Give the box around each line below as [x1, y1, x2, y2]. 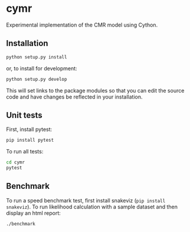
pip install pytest [6, 138, 54, 143]
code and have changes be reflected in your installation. [6, 93, 143, 100]
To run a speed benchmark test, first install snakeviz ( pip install [6, 197, 166, 204]
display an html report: [6, 209, 61, 217]
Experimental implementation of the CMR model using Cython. [6, 21, 158, 28]
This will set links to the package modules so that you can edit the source [6, 87, 185, 94]
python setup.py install [6, 54, 67, 60]
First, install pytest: [6, 126, 53, 133]
